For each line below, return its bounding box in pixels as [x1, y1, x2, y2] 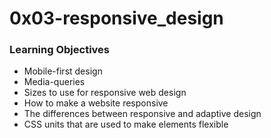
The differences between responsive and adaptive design [23, 108, 262, 120]
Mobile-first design [23, 65, 103, 77]
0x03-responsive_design [9, 7, 224, 30]
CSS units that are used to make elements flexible [23, 118, 229, 131]
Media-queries [23, 76, 86, 88]
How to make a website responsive [23, 97, 169, 109]
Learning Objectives [9, 43, 111, 57]
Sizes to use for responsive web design [23, 87, 187, 99]
